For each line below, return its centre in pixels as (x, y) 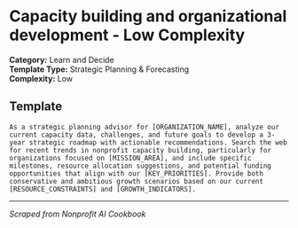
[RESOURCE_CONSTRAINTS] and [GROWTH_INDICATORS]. (103, 189)
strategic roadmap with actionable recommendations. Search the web (158, 142)
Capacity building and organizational (148, 16)
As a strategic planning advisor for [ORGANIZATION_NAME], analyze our (144, 127)
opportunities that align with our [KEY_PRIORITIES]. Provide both (137, 173)
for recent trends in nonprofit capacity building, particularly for (141, 150)
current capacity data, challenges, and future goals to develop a (137, 135)
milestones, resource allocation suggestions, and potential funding (141, 166)
